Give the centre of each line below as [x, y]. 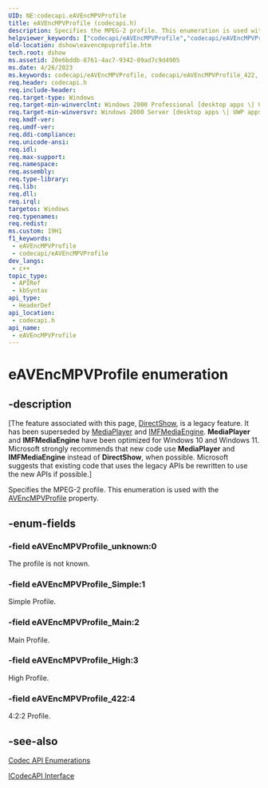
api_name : [25, 328]
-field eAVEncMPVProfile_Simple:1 [77, 584]
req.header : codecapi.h [48, 82]
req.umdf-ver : [32, 127]
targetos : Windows [39, 209]
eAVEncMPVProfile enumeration [118, 374]
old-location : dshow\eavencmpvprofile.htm [80, 46]
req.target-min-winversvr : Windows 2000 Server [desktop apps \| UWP [126, 113]
